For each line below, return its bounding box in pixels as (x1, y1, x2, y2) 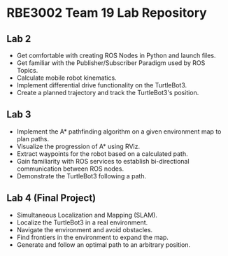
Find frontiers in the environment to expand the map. (16, 233, 169, 241)
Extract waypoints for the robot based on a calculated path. (16, 149, 188, 158)
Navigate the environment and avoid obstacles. (16, 225, 153, 234)
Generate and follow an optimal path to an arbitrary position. (16, 240, 191, 249)
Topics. (16, 66, 38, 74)
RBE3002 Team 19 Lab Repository (6, 5, 207, 21)
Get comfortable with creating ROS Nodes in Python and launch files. (16, 51, 216, 59)
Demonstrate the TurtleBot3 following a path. (16, 171, 147, 180)
